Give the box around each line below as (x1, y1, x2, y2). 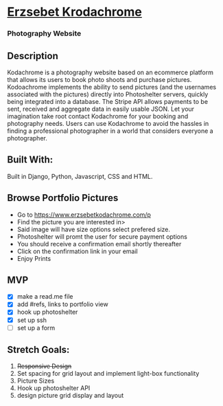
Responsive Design (16, 362, 72, 370)
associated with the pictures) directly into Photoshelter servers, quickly (7, 90, 209, 98)
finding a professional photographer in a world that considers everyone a (7, 127, 214, 135)
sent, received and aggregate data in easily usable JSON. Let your (7, 105, 194, 113)
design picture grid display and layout (16, 392, 124, 400)
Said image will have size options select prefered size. (16, 225, 170, 233)
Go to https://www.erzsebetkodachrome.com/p (16, 211, 151, 219)
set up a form (16, 323, 56, 332)
